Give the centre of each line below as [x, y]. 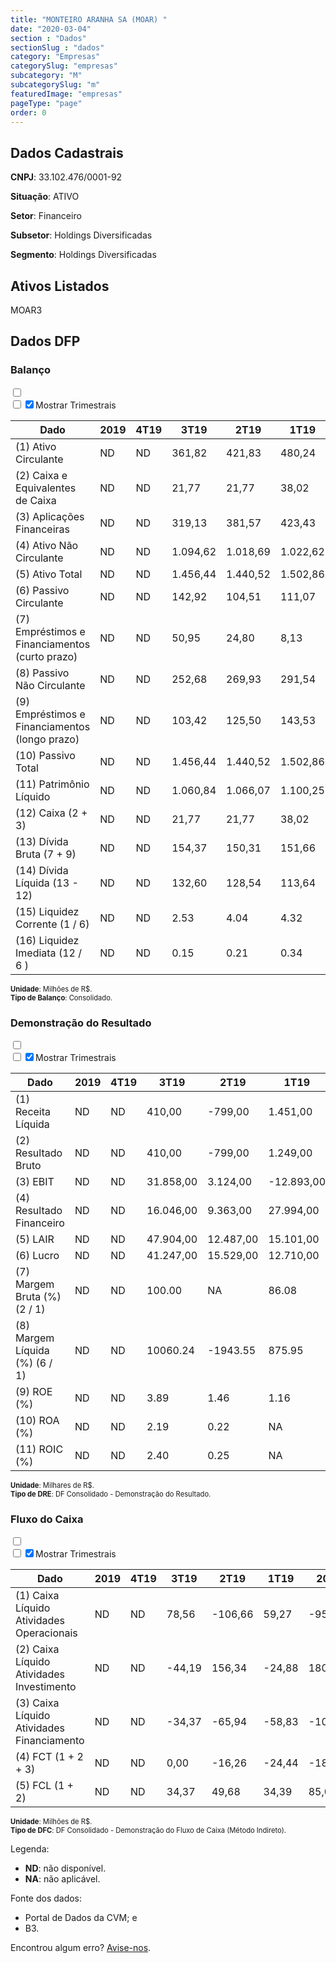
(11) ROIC [39, 1449]
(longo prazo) [47, 739]
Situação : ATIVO [45, 197]
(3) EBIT [35, 1181]
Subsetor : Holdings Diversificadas [81, 235]
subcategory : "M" [46, 76]
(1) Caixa [37, 1596]
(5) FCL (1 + [44, 1786]
